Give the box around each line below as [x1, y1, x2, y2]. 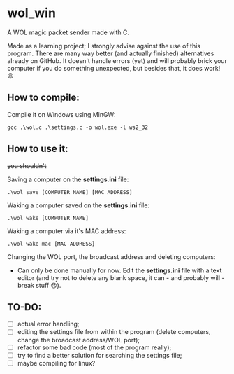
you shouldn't [7, 161, 47, 169]
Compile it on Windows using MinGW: [7, 110, 116, 118]
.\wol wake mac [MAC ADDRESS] [7, 240, 96, 247]
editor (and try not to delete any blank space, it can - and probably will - [17, 273, 225, 282]
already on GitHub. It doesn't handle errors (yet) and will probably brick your [7, 56, 227, 64]
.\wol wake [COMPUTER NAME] [7, 214, 89, 221]
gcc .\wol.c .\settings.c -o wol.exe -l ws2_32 [7, 124, 149, 131]
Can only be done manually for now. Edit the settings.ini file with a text [17, 266, 222, 275]
